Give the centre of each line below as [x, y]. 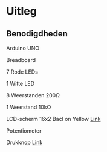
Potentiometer [24, 131]
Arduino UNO [23, 48]
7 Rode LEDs [22, 72]
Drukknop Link [24, 142]
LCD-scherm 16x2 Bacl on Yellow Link [53, 119]
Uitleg [22, 11]
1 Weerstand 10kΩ [29, 107]
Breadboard [21, 60]
